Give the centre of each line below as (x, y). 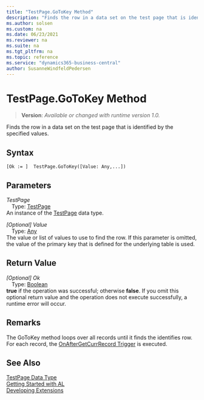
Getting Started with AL (36, 384)
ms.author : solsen (29, 23)
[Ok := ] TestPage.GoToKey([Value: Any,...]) (66, 167)
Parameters (29, 185)
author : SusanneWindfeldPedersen (49, 68)
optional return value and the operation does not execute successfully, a (97, 297)
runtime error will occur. (36, 303)
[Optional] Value (27, 224)
